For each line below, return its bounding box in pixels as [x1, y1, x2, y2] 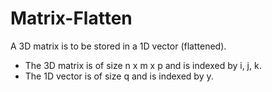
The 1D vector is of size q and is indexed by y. [24, 70, 214, 82]
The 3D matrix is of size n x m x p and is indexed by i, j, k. [24, 59, 262, 71]
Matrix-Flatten [10, 7, 133, 30]
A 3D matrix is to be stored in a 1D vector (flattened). [10, 40, 227, 52]
